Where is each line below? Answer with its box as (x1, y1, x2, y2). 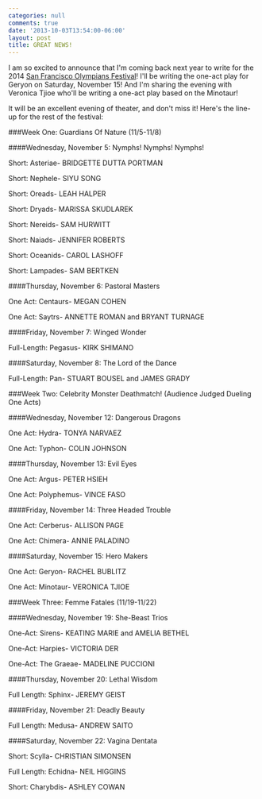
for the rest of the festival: (18, 112, 104, 122)
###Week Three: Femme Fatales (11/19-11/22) (8, 597, 157, 608)
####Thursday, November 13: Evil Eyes (8, 459, 137, 469)
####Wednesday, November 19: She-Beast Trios (8, 613, 168, 623)
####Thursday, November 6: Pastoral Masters (8, 281, 160, 291)
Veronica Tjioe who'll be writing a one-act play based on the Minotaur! (8, 88, 238, 98)
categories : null (8, 11, 66, 20)
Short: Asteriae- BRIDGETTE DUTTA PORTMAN (8, 158, 164, 168)
